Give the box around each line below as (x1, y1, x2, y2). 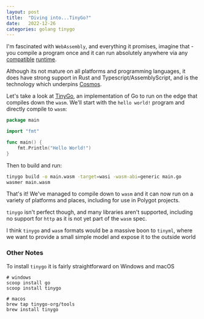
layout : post (6, 9, 40, 15)
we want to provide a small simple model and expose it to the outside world (6, 233, 196, 241)
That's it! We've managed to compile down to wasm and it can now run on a (6, 190, 194, 197)
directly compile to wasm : (6, 105, 67, 113)
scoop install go (6, 279, 51, 286)
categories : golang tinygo (6, 26, 75, 32)
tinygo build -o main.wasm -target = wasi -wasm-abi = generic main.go (6, 174, 182, 180)
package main (6, 117, 40, 123)
